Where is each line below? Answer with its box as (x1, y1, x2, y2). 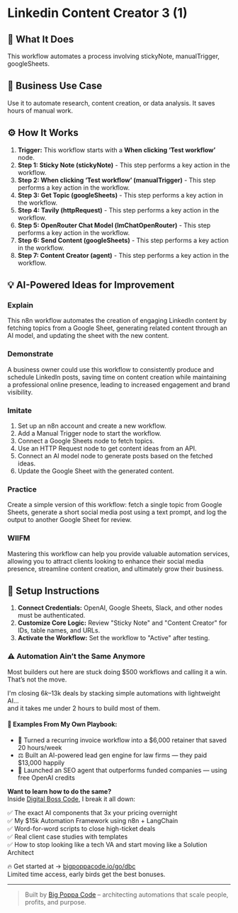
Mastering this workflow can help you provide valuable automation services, (7, 549, 230, 557)
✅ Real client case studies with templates (7, 832, 128, 841)
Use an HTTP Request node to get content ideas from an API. (17, 444, 197, 453)
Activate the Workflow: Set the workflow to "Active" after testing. (17, 634, 210, 642)
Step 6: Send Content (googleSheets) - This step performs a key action (17, 236, 229, 244)
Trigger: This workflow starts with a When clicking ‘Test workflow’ (17, 145, 216, 154)
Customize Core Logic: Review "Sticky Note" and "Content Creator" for (17, 618, 228, 628)
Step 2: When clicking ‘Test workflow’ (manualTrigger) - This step (17, 176, 216, 184)
